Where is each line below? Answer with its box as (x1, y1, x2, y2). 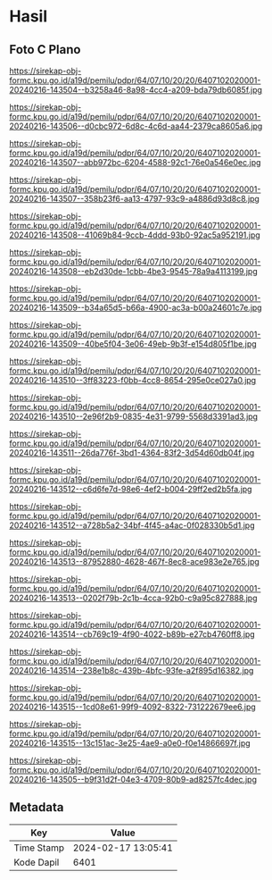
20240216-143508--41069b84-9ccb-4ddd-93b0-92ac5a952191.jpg (9, 230, 260, 240)
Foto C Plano (9, 42, 81, 57)
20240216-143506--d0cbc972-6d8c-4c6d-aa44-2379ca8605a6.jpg (9, 121, 263, 131)
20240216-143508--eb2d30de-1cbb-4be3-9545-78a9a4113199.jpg (9, 266, 258, 276)
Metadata (9, 800, 64, 815)
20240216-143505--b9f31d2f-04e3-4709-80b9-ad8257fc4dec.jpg (9, 775, 257, 784)
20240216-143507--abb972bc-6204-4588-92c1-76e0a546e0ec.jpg (9, 157, 261, 167)
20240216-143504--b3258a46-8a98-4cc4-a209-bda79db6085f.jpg (9, 85, 263, 95)
